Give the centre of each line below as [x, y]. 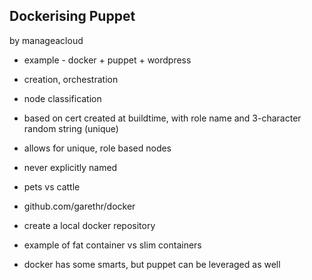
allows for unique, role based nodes [97, 148]
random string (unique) [71, 128]
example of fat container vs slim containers [112, 245]
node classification [62, 98]
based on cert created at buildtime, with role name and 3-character [162, 118]
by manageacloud [46, 40]
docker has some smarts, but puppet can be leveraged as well [152, 264]
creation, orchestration [71, 79]
